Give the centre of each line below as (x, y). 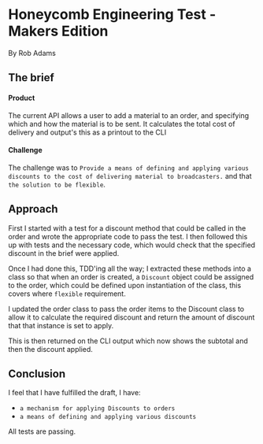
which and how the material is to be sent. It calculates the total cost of (122, 124)
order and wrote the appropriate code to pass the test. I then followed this (128, 236)
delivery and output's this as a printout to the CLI (87, 132)
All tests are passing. (42, 431)
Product (22, 98)
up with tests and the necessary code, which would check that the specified (132, 245)
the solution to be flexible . (57, 184)
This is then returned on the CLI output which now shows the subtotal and (128, 341)
